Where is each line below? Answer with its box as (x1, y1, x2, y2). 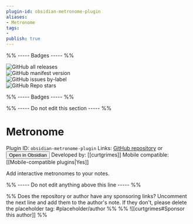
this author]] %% (6, 211, 48, 218)
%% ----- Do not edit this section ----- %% (6, 105, 112, 111)
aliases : (6, 14, 28, 20)
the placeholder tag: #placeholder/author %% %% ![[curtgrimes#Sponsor (6, 205, 185, 212)
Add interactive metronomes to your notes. (6, 169, 110, 177)
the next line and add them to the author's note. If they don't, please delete (6, 199, 187, 206)
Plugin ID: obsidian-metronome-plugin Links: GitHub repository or (6, 144, 163, 151)
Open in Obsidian (9, 152, 47, 158)
